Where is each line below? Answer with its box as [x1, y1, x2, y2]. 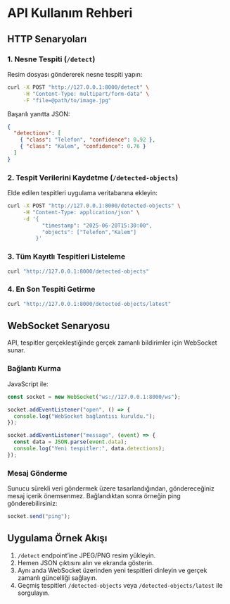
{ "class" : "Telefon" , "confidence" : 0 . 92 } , [20, 136, 156, 144]
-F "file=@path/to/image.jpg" [23, 97, 112, 104]
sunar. [7, 346, 26, 355]
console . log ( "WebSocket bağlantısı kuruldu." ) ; [13, 412, 156, 420]
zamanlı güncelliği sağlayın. [17, 573, 98, 582]
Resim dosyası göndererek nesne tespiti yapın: [7, 70, 143, 78]
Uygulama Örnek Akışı [7, 532, 108, 544]
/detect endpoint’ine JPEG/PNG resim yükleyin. [17, 551, 156, 560]
